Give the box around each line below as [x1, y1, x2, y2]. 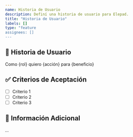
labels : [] [5, 21, 28, 26]
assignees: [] [5, 30, 34, 35]
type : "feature [5, 26, 36, 30]
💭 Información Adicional [5, 114, 80, 123]
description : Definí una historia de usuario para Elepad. [5, 12, 129, 17]
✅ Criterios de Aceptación [5, 76, 87, 84]
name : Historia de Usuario [5, 7, 61, 12]
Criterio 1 [12, 88, 31, 94]
